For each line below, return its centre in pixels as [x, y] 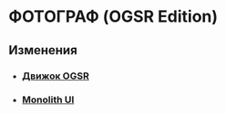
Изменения [43, 50]
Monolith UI [48, 100]
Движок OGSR [56, 76]
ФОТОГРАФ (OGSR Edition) [113, 17]
